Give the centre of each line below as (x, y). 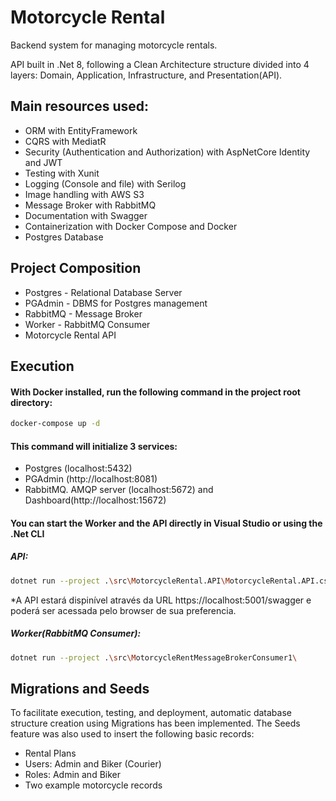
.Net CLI (27, 533)
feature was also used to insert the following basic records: (132, 734)
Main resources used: (79, 106)
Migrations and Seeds (80, 688)
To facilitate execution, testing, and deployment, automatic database (151, 713)
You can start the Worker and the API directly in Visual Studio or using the (166, 523)
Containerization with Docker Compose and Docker (131, 226)
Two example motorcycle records (93, 785)
